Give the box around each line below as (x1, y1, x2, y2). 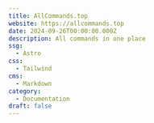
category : (8, 87, 42, 95)
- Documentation (15, 95, 70, 103)
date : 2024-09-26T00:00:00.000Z (8, 27, 117, 35)
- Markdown (15, 79, 52, 87)
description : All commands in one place (8, 34, 147, 43)
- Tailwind (15, 65, 52, 73)
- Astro (15, 49, 42, 57)
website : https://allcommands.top (8, 19, 125, 28)
